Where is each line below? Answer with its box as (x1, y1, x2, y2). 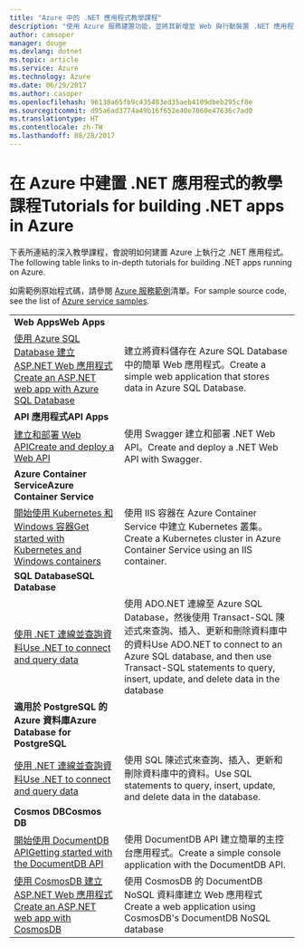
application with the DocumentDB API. (123, 858, 287, 871)
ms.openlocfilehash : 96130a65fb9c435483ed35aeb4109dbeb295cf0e (9, 97, 253, 107)
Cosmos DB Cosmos (14, 805, 102, 817)
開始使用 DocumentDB (14, 834, 110, 846)
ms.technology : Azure (9, 72, 91, 82)
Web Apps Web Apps (14, 315, 106, 328)
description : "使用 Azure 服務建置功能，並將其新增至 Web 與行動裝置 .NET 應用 (9, 22, 288, 31)
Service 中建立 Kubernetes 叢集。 (123, 520, 268, 533)
